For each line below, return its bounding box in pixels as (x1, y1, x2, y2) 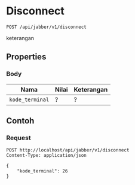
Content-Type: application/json (6, 153, 87, 159)
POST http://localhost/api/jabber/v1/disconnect (6, 147, 130, 153)
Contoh (6, 116, 35, 126)
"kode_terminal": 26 (17, 168, 68, 174)
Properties (6, 52, 47, 62)
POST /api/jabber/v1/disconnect (6, 24, 87, 30)
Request (6, 134, 31, 142)
